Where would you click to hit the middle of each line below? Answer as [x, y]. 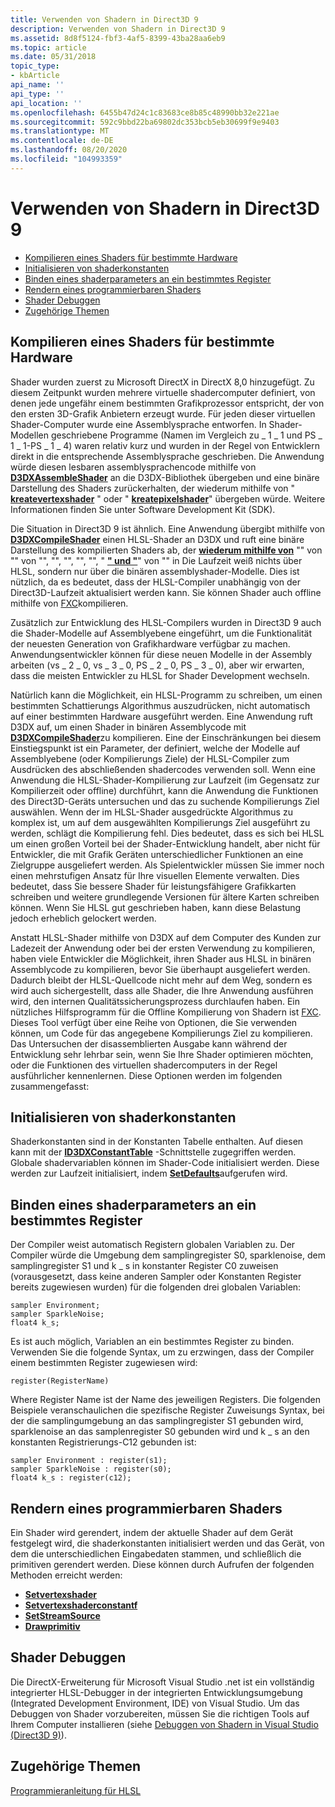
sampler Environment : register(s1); [89, 1461]
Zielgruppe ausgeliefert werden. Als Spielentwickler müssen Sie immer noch [167, 865]
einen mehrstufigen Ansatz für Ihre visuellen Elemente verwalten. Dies [155, 875]
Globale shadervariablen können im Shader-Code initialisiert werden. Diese [165, 1163]
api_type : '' [37, 94]
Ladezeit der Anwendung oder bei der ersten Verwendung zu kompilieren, [163, 948]
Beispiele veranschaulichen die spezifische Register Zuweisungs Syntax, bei [167, 1410]
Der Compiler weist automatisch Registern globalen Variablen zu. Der [153, 1245]
